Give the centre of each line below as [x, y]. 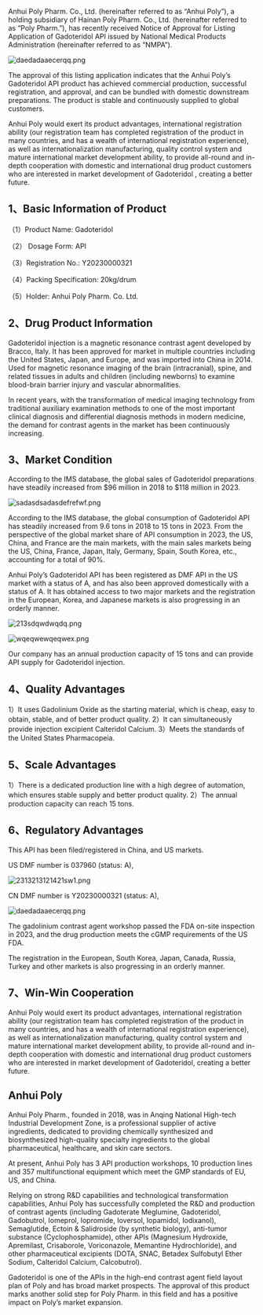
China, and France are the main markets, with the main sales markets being [130, 543]
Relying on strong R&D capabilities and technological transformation [119, 1195]
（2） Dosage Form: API [47, 246]
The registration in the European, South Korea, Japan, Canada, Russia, [122, 957]
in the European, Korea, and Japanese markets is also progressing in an [124, 600]
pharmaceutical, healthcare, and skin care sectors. [90, 1148]
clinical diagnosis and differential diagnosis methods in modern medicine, [127, 417]
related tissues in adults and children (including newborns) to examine [122, 376]
